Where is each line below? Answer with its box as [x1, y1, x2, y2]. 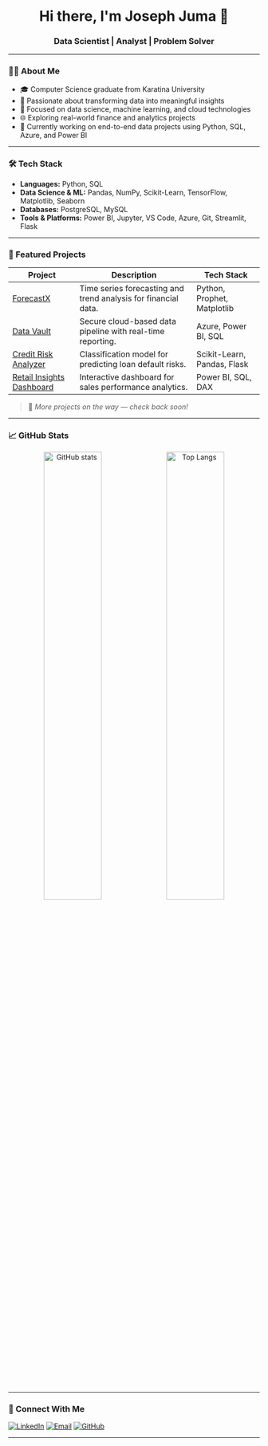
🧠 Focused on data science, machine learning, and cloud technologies [19, 104, 251, 114]
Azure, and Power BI [19, 130, 88, 140]
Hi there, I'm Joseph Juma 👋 [39, 7, 229, 26]
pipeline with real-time [79, 326, 165, 337]
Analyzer [12, 359, 46, 370]
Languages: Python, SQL [19, 179, 104, 189]
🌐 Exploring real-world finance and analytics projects [19, 112, 195, 122]
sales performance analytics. [79, 382, 188, 393]
